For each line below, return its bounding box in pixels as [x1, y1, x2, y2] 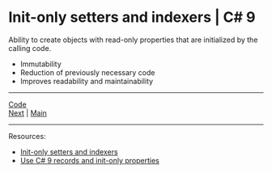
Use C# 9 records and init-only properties [19, 155, 160, 165]
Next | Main [8, 108, 47, 117]
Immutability [19, 59, 62, 69]
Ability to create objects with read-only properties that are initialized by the [8, 35, 258, 44]
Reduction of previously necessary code [19, 67, 155, 77]
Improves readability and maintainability [19, 76, 154, 86]
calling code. [8, 43, 52, 53]
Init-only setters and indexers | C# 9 [8, 8, 256, 27]
